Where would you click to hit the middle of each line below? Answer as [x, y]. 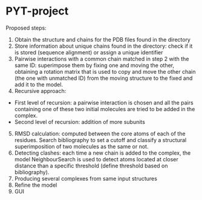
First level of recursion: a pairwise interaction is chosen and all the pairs [104, 102]
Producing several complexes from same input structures [86, 178]
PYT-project [37, 11]
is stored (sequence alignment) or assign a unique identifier [89, 52]
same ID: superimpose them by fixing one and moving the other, [94, 65]
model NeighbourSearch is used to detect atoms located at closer [96, 159]
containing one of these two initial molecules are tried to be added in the [105, 109]
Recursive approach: [40, 91]
